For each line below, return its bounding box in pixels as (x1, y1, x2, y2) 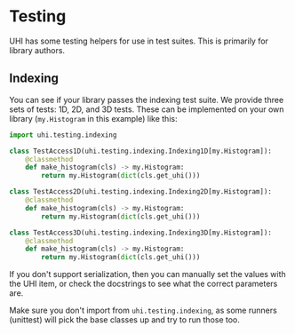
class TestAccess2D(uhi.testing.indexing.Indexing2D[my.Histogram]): (9, 187, 273, 196)
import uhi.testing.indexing (9, 131, 117, 139)
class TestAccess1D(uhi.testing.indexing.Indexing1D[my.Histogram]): (9, 147, 273, 155)
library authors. (9, 44, 65, 55)
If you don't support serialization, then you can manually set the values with (9, 269, 286, 280)
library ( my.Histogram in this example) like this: (9, 113, 178, 123)
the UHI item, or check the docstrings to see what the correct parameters (9, 278, 278, 290)
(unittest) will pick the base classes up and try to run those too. (9, 314, 240, 325)
